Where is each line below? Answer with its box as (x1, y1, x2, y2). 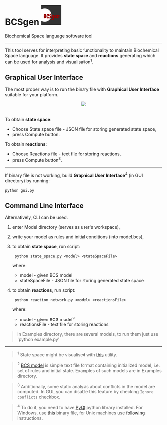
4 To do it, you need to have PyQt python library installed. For (17, 404, 143, 410)
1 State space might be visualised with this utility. (17, 351, 118, 358)
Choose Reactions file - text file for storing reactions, (12, 151, 121, 157)
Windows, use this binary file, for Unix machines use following (17, 410, 145, 416)
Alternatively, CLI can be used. (5, 214, 68, 220)
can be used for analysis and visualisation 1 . (5, 58, 93, 65)
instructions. (17, 415, 43, 421)
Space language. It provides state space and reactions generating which (5, 52, 156, 58)
